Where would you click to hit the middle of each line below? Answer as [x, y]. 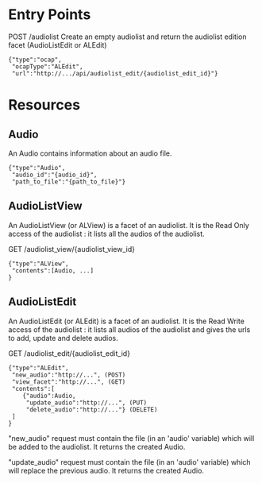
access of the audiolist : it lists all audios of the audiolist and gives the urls [129, 329]
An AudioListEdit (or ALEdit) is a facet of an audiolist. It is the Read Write [126, 321]
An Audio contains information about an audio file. [90, 153]
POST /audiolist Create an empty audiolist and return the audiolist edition [127, 37]
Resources [44, 105]
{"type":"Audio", [37, 168]
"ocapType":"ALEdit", [47, 66]
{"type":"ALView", [39, 264]
